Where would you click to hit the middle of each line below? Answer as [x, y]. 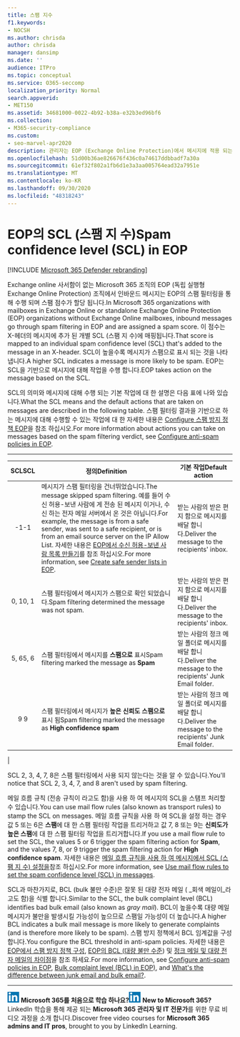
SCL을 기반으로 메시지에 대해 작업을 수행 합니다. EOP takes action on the [110, 370]
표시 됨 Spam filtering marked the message [103, 720]
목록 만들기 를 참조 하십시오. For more [100, 554]
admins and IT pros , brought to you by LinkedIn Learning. [92, 1026]
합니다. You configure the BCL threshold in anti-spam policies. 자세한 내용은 [116, 941]
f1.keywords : [27, 22]
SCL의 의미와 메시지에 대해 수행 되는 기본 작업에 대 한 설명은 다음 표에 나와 [111, 392]
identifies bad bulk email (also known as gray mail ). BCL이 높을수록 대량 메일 [119, 907]
